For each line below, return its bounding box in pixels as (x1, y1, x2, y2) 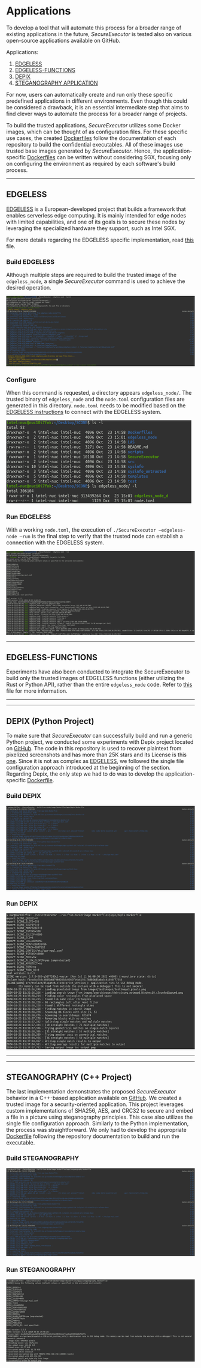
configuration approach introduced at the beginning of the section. (6, 764, 171, 771)
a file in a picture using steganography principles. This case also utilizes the (6, 1113, 193, 1121)
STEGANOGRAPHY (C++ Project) (6, 1072, 132, 1082)
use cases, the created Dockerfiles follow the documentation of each (6, 134, 176, 142)
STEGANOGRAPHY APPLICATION (14, 79, 98, 87)
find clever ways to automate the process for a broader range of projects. (6, 110, 187, 117)
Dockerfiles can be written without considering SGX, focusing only (27, 153, 191, 160)
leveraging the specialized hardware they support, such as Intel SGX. (6, 224, 176, 232)
